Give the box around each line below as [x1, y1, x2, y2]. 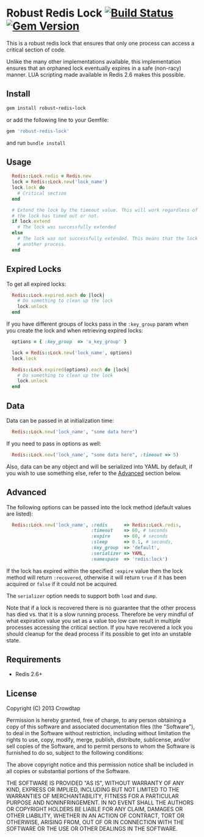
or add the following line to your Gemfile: [6, 116, 109, 123]
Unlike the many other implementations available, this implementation [6, 58, 181, 65]
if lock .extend [12, 218, 51, 225]
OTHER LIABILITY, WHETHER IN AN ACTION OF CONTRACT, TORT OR [6, 812, 184, 819]
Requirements [6, 654, 61, 665]
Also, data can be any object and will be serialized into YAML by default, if [6, 463, 193, 470]
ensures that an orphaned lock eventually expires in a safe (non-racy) [6, 64, 181, 72]
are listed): [6, 510, 34, 517]
